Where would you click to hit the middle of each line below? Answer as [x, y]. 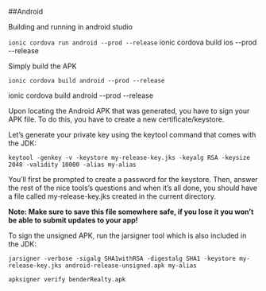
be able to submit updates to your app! [73, 220]
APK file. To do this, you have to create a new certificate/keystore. [116, 119]
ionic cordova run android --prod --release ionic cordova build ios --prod [133, 42]
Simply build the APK [42, 66]
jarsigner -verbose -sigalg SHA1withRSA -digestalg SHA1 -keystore [122, 258]
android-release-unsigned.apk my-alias [131, 266]
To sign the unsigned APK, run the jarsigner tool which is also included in [127, 235]
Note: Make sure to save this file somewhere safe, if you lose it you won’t [131, 211]
